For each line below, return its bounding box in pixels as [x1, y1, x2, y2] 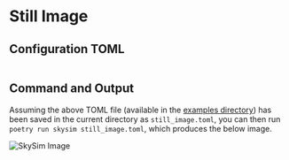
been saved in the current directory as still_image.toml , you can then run [9, 113, 281, 125]
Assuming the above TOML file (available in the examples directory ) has [9, 104, 272, 115]
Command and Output [9, 81, 135, 96]
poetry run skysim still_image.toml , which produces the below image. [9, 123, 272, 133]
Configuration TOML [9, 42, 125, 57]
